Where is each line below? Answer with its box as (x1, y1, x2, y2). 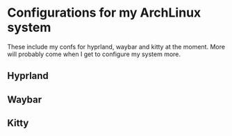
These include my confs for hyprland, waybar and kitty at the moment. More (7, 42, 226, 51)
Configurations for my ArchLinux (7, 5, 201, 21)
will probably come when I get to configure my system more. (7, 50, 181, 58)
